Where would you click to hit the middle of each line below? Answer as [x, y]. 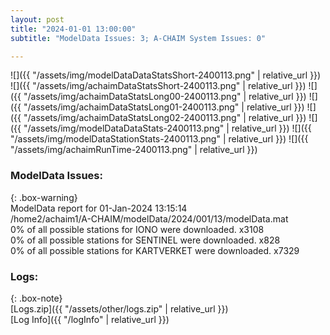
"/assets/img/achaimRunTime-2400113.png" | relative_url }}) [134, 150]
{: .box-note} [36, 298]
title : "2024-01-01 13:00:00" [73, 29]
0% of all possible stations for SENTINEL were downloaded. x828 [145, 240]
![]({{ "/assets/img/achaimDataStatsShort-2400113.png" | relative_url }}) [158, 86]
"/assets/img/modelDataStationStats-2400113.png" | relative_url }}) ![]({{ [159, 139]
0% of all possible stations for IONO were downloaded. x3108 [137, 229]
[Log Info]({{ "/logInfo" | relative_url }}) [90, 319]
